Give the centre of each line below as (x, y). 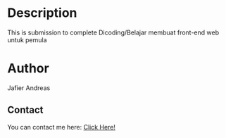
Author (28, 69)
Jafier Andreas (29, 88)
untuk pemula (27, 39)
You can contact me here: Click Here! (62, 127)
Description (42, 13)
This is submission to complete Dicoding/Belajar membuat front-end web (113, 32)
